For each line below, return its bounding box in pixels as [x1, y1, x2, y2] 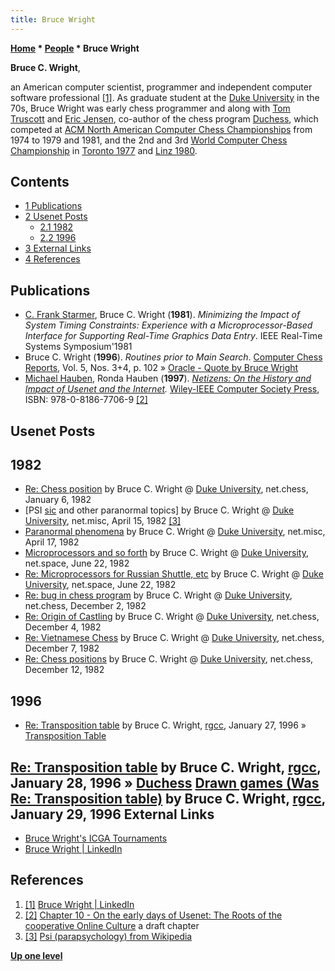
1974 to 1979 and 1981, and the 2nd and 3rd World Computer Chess [10, 134, 288, 146]
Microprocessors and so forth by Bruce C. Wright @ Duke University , [24, 547, 310, 559]
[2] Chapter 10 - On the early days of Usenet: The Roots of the [24, 909, 283, 921]
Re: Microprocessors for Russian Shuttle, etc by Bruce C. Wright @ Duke [24, 568, 324, 580]
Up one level [10, 949, 63, 961]
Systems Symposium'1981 [24, 341, 133, 353]
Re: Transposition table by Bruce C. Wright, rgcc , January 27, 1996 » [24, 719, 307, 731]
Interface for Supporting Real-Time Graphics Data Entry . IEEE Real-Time [24, 330, 323, 342]
